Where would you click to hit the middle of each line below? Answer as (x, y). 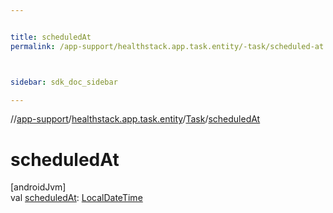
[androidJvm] (38, 187)
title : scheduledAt (51, 37)
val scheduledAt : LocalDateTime (76, 198)
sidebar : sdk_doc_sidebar (64, 82)
